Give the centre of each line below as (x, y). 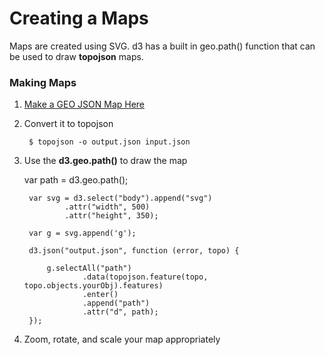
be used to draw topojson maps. (76, 56)
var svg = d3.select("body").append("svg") (120, 198)
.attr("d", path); (120, 312)
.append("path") (116, 303)
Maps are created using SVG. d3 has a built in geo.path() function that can (162, 46)
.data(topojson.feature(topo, (145, 277)
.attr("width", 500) (107, 207)
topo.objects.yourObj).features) (93, 286)
